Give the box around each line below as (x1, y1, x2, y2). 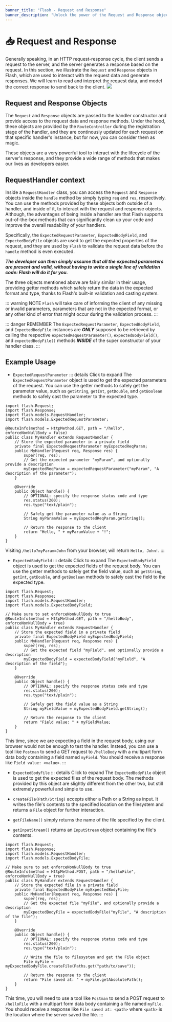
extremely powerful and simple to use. (12, 785, 94, 792)
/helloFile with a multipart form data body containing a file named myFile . (5, 1000, 163, 1007)
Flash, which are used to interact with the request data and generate (5, 73, 149, 79)
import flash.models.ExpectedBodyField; (5, 602, 93, 607)
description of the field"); (5, 661, 68, 666)
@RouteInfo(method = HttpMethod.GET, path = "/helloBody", (5, 616, 134, 621)
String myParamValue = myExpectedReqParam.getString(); (24, 515, 145, 521)
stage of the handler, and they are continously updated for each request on (5, 129, 164, 135)
